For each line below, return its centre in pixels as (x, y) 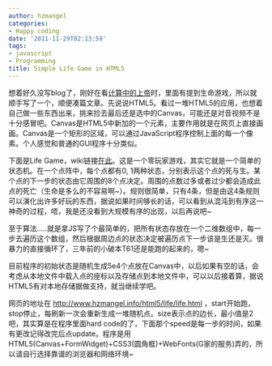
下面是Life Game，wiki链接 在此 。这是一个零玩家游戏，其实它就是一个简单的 (135, 160)
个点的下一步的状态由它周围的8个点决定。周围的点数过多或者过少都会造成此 (135, 181)
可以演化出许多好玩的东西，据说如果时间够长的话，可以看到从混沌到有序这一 (136, 201)
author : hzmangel (38, 16)
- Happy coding (34, 31)
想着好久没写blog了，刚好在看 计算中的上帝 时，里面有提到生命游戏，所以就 (133, 92)
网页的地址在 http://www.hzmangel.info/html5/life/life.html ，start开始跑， (132, 303)
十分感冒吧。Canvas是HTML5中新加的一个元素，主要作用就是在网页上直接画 (136, 123)
